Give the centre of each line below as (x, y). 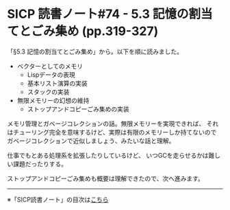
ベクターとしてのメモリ (50, 66)
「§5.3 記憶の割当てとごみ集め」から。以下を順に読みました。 (95, 51)
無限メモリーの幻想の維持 (53, 100)
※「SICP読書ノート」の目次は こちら (58, 199)
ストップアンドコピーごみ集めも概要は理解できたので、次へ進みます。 (105, 178)
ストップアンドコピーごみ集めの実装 (78, 109)
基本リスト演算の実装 (57, 83)
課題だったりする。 (40, 164)
